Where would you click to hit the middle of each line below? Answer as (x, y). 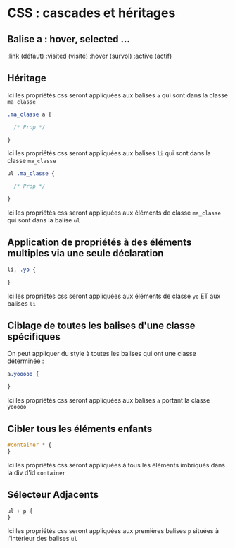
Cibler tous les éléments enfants (80, 429)
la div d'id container (37, 472)
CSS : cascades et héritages (91, 13)
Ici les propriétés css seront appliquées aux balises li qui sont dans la (109, 153)
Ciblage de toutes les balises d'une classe (101, 326)
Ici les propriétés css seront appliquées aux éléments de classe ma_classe (114, 213)
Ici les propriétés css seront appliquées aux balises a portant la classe (109, 400)
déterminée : (26, 361)
